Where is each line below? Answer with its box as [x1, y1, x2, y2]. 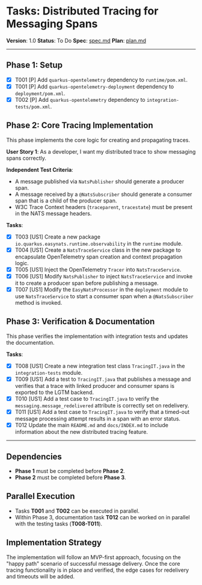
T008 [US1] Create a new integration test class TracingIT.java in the [14, 362, 185, 369]
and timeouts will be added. [6, 572, 75, 580]
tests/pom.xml [14, 104, 50, 110]
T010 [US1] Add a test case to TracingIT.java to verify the [14, 395, 159, 402]
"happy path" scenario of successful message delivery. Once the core [6, 560, 180, 567]
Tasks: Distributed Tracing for [6, 4, 159, 18]
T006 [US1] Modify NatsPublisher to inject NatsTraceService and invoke [14, 272, 193, 280]
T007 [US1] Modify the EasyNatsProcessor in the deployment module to [14, 286, 188, 293]
